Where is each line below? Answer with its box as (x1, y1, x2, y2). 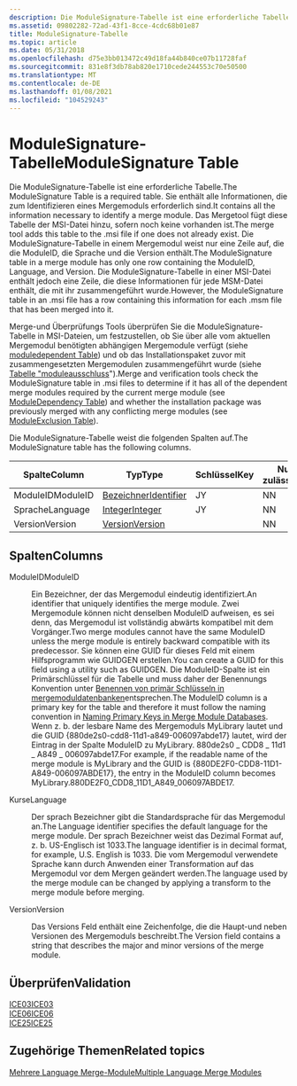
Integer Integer (102, 504, 162, 516)
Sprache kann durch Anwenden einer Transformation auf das (31, 859, 255, 870)
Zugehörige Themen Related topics (9, 1043, 205, 1059)
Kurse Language (9, 794, 67, 805)
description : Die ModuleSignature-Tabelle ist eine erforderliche (9, 12, 259, 22)
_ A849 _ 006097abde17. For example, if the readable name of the (31, 749, 268, 760)
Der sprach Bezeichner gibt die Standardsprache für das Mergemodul (31, 812, 286, 823)
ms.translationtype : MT (9, 71, 97, 80)
